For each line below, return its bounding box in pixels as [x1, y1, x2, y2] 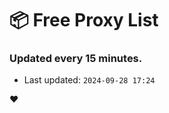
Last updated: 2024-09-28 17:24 [23, 74, 156, 86]
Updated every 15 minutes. [9, 52, 143, 66]
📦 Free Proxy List [9, 9, 159, 32]
